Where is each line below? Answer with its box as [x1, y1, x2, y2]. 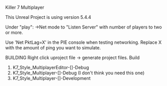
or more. [5, 30, 23, 35]
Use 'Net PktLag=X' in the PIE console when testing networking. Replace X [5, 39, 162, 45]
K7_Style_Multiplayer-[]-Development [12, 75, 91, 81]
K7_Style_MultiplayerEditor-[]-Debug [12, 65, 89, 70]
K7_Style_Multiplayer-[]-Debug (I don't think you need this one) [12, 70, 145, 76]
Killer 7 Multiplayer [5, 5, 45, 10]
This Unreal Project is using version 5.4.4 [5, 14, 91, 20]
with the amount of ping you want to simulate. [5, 45, 101, 50]
